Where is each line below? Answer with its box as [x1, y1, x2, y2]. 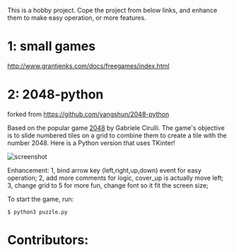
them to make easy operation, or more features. [7, 13, 146, 22]
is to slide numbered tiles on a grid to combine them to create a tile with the [7, 131, 228, 139]
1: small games [7, 38, 96, 55]
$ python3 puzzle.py [7, 208, 69, 215]
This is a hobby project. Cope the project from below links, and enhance [7, 6, 218, 14]
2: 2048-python [7, 86, 104, 103]
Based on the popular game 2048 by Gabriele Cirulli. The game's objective [7, 123, 225, 132]
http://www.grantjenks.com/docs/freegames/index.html [7, 62, 170, 70]
